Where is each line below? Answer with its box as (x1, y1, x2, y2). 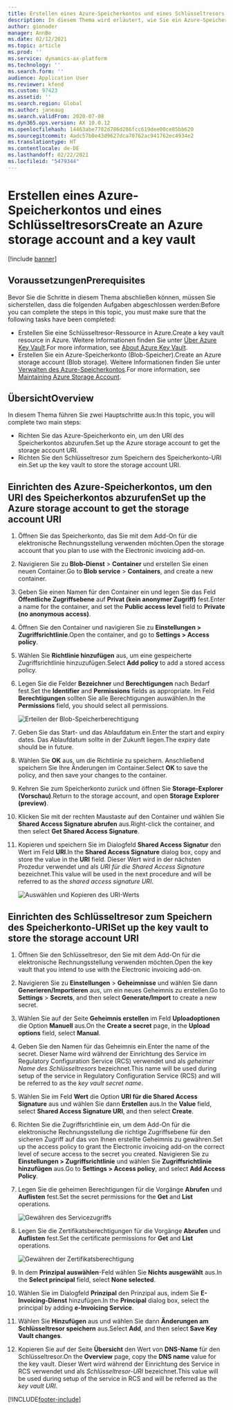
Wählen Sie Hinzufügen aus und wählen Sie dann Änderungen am (17, 1317, 209, 1325)
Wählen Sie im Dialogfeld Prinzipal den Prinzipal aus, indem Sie (17, 1288, 200, 1297)
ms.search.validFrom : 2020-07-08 (8, 113, 104, 120)
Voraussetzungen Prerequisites (8, 274, 146, 287)
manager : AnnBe (8, 29, 52, 37)
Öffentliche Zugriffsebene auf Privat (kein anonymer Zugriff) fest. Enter (17, 595, 225, 603)
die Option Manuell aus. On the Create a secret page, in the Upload (17, 1021, 210, 1030)
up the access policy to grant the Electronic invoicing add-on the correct (17, 1142, 225, 1151)
